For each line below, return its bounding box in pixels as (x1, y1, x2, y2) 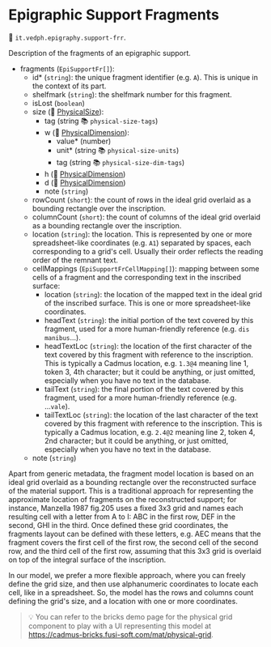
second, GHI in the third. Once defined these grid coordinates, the (8, 520, 229, 530)
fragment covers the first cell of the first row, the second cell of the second (8, 537, 259, 547)
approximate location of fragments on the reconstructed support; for (8, 494, 237, 504)
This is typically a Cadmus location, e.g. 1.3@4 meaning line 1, (44, 358, 249, 368)
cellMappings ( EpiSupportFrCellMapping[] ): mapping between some (32, 263, 260, 273)
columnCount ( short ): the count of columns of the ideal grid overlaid (32, 212, 261, 222)
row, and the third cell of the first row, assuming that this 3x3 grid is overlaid (8, 546, 261, 555)
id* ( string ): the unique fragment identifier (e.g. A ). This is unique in (32, 72, 259, 82)
